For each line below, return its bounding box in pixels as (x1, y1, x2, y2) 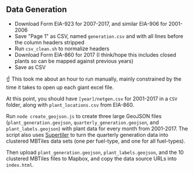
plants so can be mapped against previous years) (14, 57, 134, 64)
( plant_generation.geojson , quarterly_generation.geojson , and (6, 119, 160, 126)
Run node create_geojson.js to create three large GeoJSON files (6, 112, 162, 119)
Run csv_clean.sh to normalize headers (14, 45, 110, 52)
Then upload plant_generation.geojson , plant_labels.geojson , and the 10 (6, 148, 184, 155)
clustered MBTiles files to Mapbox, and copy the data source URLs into (6, 155, 177, 162)
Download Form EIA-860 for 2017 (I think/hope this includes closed (14, 51, 176, 58)
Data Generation (6, 5, 67, 15)
